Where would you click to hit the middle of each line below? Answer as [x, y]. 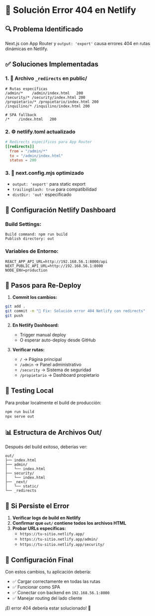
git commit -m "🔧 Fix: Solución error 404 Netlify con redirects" [75, 311]
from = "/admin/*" [29, 151]
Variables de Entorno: [32, 251]
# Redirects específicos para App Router [49, 142]
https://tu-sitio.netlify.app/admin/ [59, 540]
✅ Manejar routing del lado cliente [47, 598]
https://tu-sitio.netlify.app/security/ [62, 545]
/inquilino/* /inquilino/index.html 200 [48, 106]
